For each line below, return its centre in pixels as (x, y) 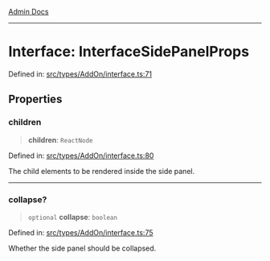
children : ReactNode (60, 139)
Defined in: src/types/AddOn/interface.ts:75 (81, 232)
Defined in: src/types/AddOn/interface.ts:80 (81, 155)
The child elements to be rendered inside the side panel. (102, 171)
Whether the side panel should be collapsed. (82, 248)
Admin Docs (29, 12)
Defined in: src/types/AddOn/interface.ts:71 (80, 74)
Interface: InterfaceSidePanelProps (129, 52)
